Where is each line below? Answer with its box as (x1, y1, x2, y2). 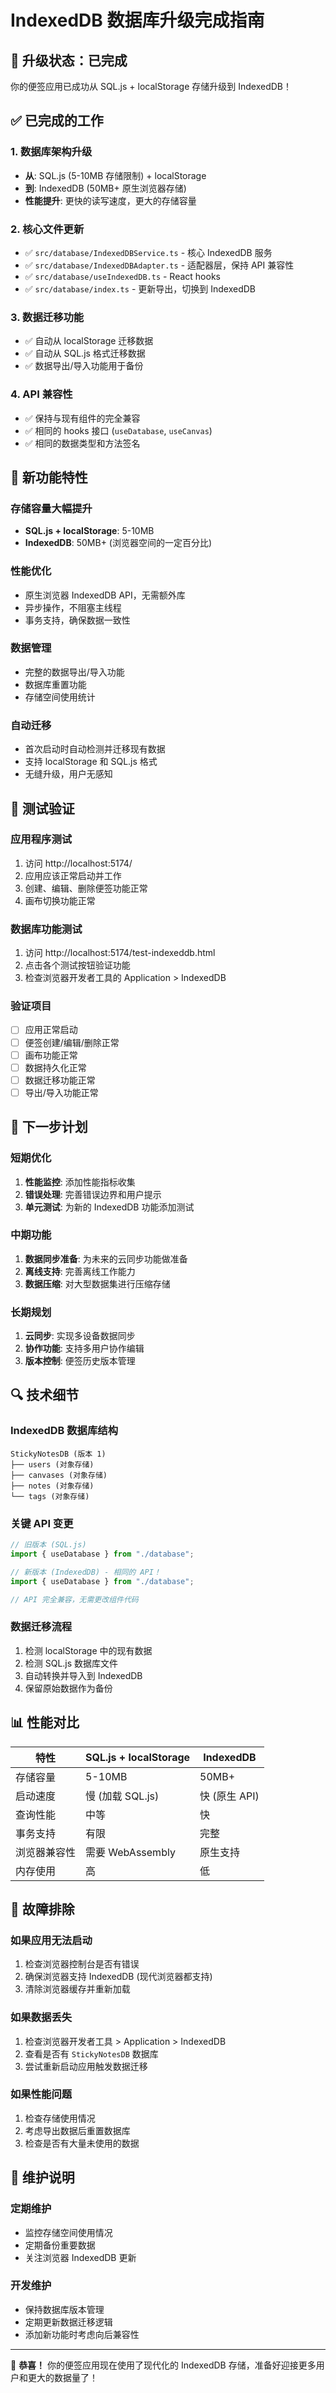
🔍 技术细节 (10, 1387, 80, 1404)
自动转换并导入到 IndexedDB (24, 1669, 143, 1681)
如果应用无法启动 (10, 1933, 93, 1947)
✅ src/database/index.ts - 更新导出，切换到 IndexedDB (24, 282, 256, 295)
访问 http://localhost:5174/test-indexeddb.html (24, 947, 216, 959)
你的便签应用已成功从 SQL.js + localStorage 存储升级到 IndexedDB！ (10, 81, 293, 92)
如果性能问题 (10, 2087, 73, 2101)
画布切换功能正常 (24, 894, 96, 906)
